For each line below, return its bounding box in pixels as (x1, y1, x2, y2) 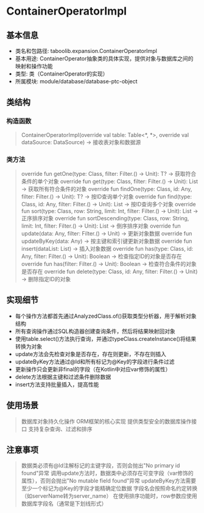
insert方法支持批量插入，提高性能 (15, 380, 99, 388)
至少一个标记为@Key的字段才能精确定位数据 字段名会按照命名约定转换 (21, 485, 198, 492)
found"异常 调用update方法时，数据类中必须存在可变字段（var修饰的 (21, 470, 194, 477)
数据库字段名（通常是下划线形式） (21, 500, 107, 508)
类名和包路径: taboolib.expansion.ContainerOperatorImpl (15, 47, 157, 54)
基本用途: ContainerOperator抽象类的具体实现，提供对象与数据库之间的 (15, 55, 194, 62)
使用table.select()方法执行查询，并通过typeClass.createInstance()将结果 (15, 335, 197, 342)
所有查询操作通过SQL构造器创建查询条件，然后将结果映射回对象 (15, 327, 175, 335)
